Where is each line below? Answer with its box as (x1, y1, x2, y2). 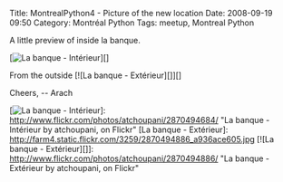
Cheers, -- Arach (9, 88, 73, 98)
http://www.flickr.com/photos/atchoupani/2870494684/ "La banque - (9, 115, 270, 125)
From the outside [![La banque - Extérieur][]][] (9, 70, 182, 81)
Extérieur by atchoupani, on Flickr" (9, 163, 140, 173)
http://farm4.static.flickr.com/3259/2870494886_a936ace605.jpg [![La (9, 134, 275, 144)
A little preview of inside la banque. (9, 35, 141, 45)
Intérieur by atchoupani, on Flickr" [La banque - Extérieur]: (9, 124, 229, 135)
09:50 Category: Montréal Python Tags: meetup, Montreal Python (9, 17, 255, 28)
